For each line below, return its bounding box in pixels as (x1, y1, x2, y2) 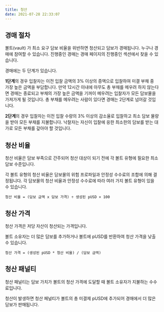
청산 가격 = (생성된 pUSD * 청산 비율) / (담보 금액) (5, 250, 102, 255)
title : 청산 (5, 7, 28, 12)
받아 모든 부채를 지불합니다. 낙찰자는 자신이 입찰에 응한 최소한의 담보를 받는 (10, 119, 154, 125)
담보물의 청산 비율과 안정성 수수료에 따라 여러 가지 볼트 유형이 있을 (28, 178, 155, 184)
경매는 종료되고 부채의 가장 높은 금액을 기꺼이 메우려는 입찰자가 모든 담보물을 (10, 90, 156, 96)
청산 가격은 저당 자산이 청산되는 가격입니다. (5, 223, 87, 229)
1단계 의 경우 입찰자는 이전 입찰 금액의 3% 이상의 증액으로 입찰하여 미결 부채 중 (5, 78, 154, 84)
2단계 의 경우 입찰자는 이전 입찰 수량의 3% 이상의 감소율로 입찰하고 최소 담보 (5, 113, 150, 119)
